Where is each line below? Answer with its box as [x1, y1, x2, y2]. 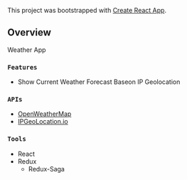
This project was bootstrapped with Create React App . [7, 6, 167, 14]
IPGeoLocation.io [17, 117, 69, 126]
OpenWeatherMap [17, 110, 72, 118]
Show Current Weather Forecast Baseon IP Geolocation [17, 78, 181, 86]
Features [7, 63, 38, 71]
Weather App [7, 46, 46, 54]
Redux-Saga [28, 164, 65, 173]
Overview [7, 26, 52, 38]
